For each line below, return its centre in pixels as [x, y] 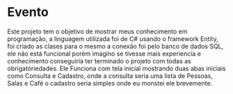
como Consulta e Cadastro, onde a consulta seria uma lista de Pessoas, [110, 76]
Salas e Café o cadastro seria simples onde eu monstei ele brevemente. [110, 83]
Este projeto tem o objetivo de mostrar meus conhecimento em [97, 31]
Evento [28, 12]
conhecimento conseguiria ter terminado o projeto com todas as [99, 61]
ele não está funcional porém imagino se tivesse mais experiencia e [104, 54]
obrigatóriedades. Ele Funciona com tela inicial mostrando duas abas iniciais [116, 68]
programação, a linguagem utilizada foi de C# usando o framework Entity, [113, 38]
